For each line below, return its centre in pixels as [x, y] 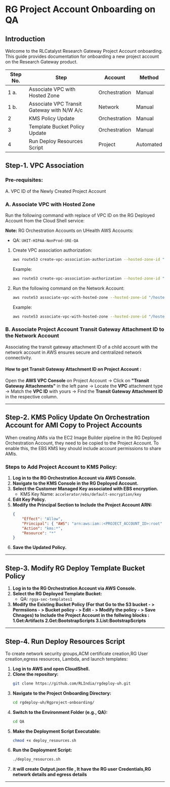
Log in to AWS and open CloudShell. [51, 669]
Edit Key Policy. [29, 500]
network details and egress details [50, 774]
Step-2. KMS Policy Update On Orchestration [78, 417]
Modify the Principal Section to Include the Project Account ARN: [82, 505]
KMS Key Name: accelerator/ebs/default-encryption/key [81, 494]
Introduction [25, 39]
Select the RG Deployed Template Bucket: [57, 594]
